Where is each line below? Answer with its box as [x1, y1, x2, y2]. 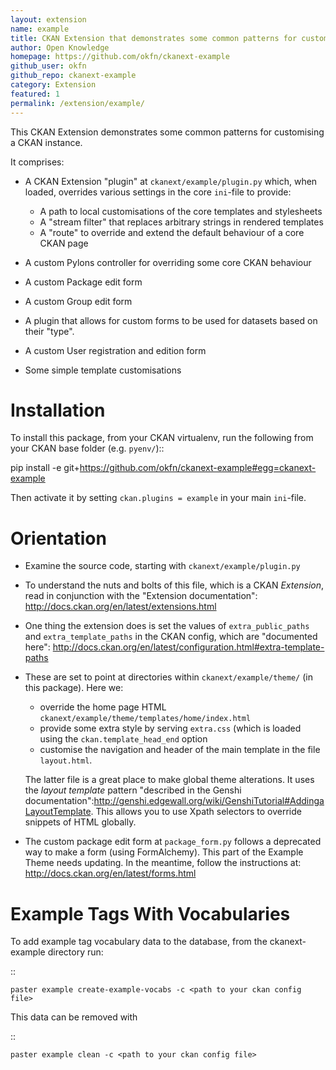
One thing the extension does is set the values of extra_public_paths [24, 620, 310, 632]
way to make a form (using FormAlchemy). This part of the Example [24, 846, 304, 858]
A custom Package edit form [24, 276, 143, 288]
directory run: [47, 946, 104, 958]
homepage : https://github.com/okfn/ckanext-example [10, 52, 230, 62]
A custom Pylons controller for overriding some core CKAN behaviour [24, 256, 312, 268]
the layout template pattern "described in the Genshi [24, 784, 242, 796]
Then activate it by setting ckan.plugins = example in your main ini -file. [10, 492, 307, 504]
